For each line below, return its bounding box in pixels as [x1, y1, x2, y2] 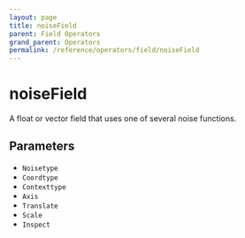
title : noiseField [9, 21, 77, 30]
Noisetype [21, 164, 59, 173]
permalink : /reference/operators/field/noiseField [9, 46, 200, 55]
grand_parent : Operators [9, 37, 101, 47]
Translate [21, 201, 59, 211]
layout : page [9, 12, 57, 22]
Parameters [9, 139, 75, 154]
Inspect [21, 220, 50, 229]
